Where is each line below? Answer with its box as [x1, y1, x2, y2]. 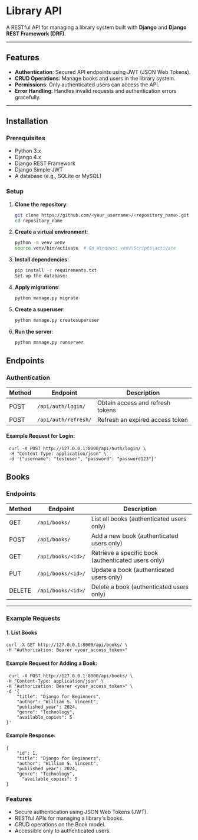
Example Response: [6, 732, 56, 739]
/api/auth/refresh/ [37, 416, 92, 424]
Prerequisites [6, 134, 45, 143]
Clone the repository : [14, 201, 68, 208]
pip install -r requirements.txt [14, 267, 97, 273]
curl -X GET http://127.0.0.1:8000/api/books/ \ [6, 642, 128, 648]
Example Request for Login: [6, 432, 75, 439]
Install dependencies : [14, 256, 69, 263]
